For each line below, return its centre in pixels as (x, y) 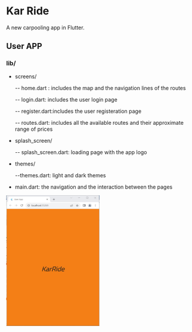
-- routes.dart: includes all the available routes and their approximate (99, 122)
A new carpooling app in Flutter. (45, 27)
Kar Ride (28, 11)
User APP (24, 46)
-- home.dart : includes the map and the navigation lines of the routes (100, 88)
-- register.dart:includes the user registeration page (78, 111)
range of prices (34, 129)
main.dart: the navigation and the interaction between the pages (94, 187)
